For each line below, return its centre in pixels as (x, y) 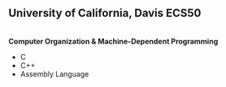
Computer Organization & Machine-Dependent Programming (113, 41)
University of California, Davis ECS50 (105, 13)
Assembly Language (54, 74)
